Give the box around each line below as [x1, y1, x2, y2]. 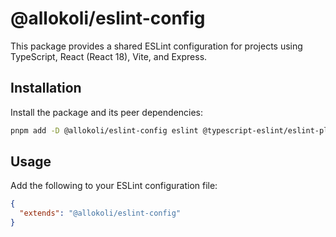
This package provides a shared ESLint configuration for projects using [10, 40, 303, 52]
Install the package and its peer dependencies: [10, 106, 204, 118]
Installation [10, 80, 82, 97]
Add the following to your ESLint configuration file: [10, 180, 218, 192]
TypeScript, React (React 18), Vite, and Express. [10, 50, 208, 62]
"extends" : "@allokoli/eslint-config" [19, 208, 182, 219]
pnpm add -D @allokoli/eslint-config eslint [10, 125, 199, 136]
